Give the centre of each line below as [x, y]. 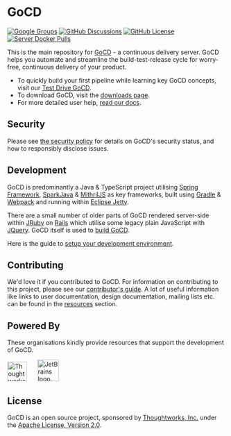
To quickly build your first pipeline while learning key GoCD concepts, [117, 80]
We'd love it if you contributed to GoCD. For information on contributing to [113, 282]
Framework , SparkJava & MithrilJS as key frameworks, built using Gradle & [114, 194]
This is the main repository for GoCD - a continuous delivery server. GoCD [113, 52]
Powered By [34, 326]
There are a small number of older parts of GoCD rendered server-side [108, 215]
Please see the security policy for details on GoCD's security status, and [111, 141]
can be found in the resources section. [62, 304]
